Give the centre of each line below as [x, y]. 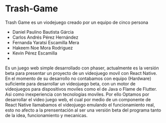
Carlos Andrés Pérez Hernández [45, 37]
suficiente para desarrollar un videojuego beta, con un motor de [70, 84]
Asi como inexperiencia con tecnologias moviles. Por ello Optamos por [77, 94]
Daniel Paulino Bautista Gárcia [43, 32]
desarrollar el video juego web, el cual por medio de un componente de [78, 99]
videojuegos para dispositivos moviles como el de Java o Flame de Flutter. [81, 89]
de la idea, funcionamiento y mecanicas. [46, 115]
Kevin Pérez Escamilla [35, 53]
